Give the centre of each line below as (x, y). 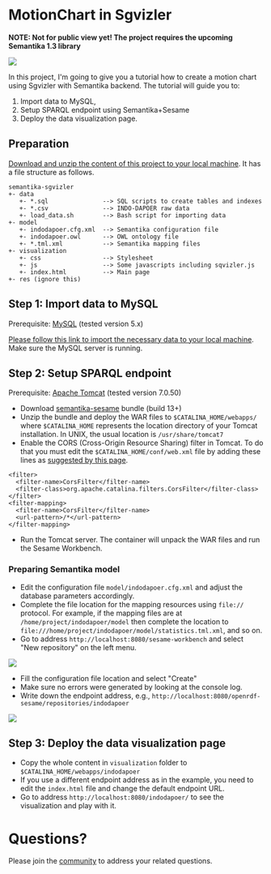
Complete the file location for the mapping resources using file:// (132, 604)
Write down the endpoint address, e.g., (85, 696)
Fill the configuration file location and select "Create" (108, 678)
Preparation (39, 144)
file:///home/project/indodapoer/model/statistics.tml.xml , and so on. (141, 630)
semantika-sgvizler (41, 187)
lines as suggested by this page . (74, 461)
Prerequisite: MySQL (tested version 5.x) (76, 323)
